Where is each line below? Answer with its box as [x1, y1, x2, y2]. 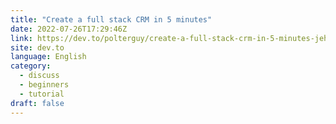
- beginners [19, 80, 70, 90]
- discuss [19, 71, 60, 81]
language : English [10, 52, 87, 62]
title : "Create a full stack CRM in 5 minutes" [10, 14, 213, 25]
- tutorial [19, 89, 65, 99]
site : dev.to [10, 42, 65, 53]
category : [10, 61, 52, 71]
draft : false [10, 98, 65, 108]
